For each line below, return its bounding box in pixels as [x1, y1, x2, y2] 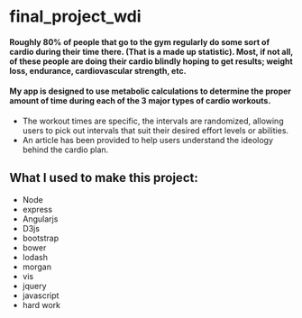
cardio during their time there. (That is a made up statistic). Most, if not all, [9, 46, 294, 57]
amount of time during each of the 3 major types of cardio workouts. [9, 95, 271, 106]
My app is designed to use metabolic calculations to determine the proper [9, 86, 291, 96]
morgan [22, 261, 52, 272]
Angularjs [22, 214, 59, 224]
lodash [22, 251, 48, 262]
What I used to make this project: [9, 170, 198, 186]
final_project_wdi [9, 6, 142, 27]
